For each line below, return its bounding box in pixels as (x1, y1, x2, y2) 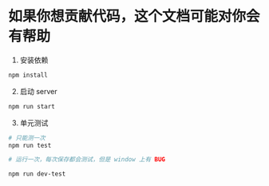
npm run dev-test (8, 170, 66, 178)
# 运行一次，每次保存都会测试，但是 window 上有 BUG (8, 156, 166, 164)
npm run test (8, 141, 52, 149)
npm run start (8, 102, 56, 110)
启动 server (19, 86, 57, 96)
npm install (8, 71, 48, 79)
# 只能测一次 (8, 133, 45, 142)
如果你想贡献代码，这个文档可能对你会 (8, 7, 261, 26)
